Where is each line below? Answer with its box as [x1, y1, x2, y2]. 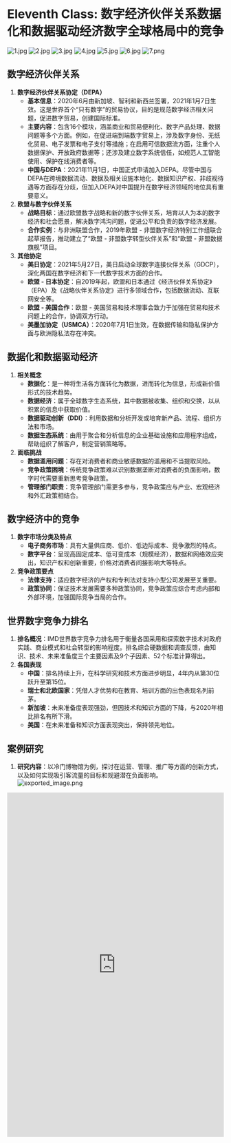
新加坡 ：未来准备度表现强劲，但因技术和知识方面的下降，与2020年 [27, 704, 218, 712]
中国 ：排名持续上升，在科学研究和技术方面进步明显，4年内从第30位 [27, 669, 220, 678]
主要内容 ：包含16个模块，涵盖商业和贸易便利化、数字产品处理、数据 [27, 122, 221, 131]
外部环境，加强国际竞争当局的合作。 [27, 593, 131, 601]
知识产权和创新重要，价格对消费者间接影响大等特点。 [39, 558, 190, 567]
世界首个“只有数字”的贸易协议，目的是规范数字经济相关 [51, 105, 208, 114]
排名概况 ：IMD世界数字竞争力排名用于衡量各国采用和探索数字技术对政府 [16, 635, 222, 643]
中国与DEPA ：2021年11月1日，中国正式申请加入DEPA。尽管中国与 [27, 165, 213, 174]
